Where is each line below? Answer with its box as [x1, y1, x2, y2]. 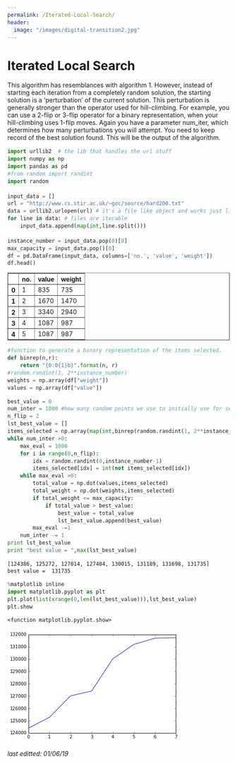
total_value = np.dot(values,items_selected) [32, 480, 169, 487]
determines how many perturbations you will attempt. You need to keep [7, 126, 215, 134]
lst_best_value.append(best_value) [57, 517, 162, 524]
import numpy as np [7, 155, 65, 162]
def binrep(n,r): [7, 354, 59, 362]
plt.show [7, 603, 33, 610]
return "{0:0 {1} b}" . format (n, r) [20, 362, 119, 369]
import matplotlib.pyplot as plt [7, 588, 106, 595]
